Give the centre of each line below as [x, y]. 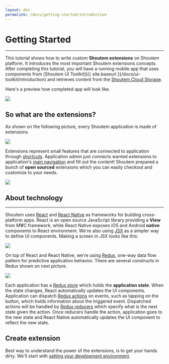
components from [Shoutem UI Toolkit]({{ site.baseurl [61, 74]
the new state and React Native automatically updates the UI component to [83, 317]
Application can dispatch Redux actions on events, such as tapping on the [82, 296]
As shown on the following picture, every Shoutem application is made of [81, 127]
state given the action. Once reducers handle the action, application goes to [84, 312]
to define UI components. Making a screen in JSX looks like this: [72, 236]
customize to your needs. [31, 173]
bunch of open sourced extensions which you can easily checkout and [79, 167]
